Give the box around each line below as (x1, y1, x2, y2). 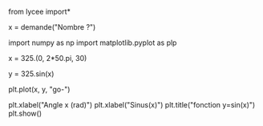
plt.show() (8, 108, 42, 118)
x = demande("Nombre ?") (8, 22, 96, 31)
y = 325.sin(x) (8, 69, 55, 79)
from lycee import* (8, 7, 71, 16)
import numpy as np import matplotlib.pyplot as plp (8, 38, 177, 47)
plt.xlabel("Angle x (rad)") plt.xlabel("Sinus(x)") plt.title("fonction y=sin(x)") (8, 100, 256, 109)
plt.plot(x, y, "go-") (8, 84, 71, 94)
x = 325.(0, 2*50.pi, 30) (8, 54, 87, 63)
